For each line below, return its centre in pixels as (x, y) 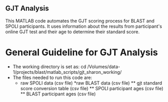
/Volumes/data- (103, 67)
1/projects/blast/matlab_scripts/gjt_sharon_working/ (67, 72)
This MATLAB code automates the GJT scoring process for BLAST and (80, 21)
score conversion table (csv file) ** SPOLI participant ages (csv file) (92, 88)
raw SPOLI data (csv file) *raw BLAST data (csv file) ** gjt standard (91, 83)
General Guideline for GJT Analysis (82, 52)
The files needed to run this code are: (52, 77)
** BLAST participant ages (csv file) (58, 94)
